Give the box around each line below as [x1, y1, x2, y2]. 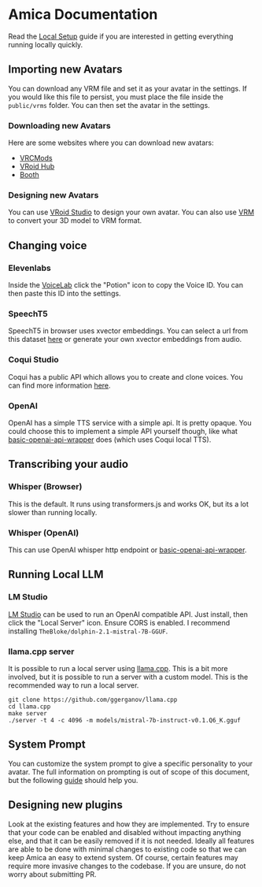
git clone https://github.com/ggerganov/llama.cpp [8, 696, 178, 703]
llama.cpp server [8, 646, 75, 657]
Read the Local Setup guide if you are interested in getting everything [8, 32, 234, 41]
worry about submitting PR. [8, 869, 97, 879]
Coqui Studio [8, 354, 59, 366]
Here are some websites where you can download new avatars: [8, 138, 214, 147]
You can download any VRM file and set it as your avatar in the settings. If [8, 84, 248, 93]
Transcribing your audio [8, 458, 128, 471]
